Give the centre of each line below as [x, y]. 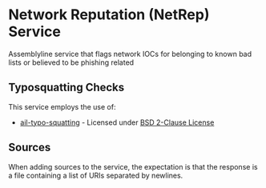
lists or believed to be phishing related [71, 62]
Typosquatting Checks [66, 88]
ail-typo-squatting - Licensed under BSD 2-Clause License [117, 122]
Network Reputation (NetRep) [109, 15]
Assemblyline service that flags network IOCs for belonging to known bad [130, 54]
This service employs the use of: [62, 106]
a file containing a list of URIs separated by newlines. [96, 175]
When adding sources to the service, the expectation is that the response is [133, 166]
